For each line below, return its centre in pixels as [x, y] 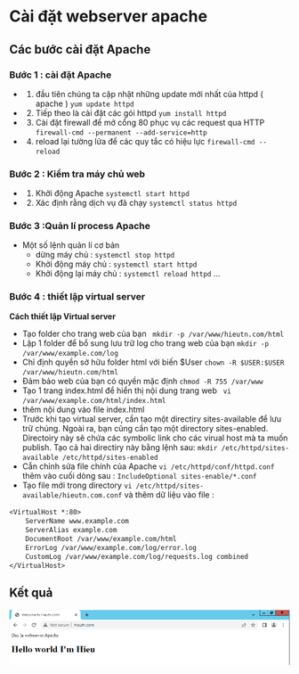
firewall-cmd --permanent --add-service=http [121, 132]
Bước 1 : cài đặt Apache [61, 75]
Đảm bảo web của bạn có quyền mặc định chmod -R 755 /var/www [143, 381]
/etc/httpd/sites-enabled [110, 457]
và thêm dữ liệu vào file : [169, 494]
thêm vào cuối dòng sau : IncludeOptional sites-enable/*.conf [139, 475]
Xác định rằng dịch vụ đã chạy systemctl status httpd [136, 203]
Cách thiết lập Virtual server [62, 316]
